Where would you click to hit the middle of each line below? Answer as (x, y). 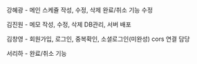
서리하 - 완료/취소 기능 (37, 53)
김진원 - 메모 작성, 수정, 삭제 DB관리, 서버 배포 (69, 25)
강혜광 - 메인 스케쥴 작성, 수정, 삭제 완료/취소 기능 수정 (80, 10)
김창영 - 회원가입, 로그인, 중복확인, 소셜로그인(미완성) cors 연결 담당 (98, 39)
